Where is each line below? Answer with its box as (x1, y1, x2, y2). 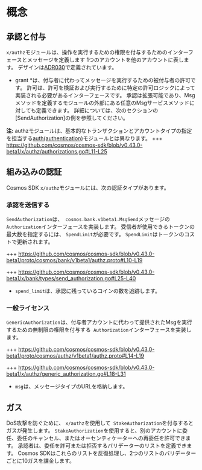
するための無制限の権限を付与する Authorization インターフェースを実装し (6, 326, 192, 333)
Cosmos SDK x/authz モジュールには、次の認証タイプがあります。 (6, 184, 170, 191)
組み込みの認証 (6, 167, 62, 177)
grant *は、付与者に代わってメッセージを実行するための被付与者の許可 (14, 77, 191, 83)
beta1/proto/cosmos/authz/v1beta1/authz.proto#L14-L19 (6, 352, 145, 359)
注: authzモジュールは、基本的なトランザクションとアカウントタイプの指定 (6, 127, 192, 134)
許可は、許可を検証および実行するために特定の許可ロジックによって (27, 84, 196, 91)
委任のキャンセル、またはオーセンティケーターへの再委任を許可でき (16, 434, 186, 442)
